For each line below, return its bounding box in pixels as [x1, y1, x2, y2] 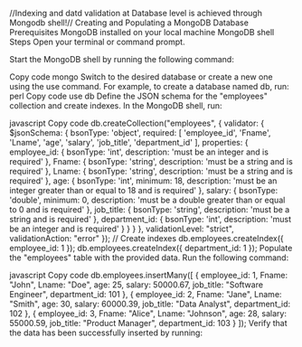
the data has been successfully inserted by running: [9, 327, 203, 338]
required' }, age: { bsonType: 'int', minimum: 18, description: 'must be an [9, 175, 278, 186]
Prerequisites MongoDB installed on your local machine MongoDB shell [9, 27, 275, 37]
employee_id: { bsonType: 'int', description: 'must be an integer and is [9, 146, 269, 157]
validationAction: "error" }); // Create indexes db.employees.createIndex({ [9, 233, 285, 243]
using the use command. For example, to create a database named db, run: [9, 81, 289, 91]
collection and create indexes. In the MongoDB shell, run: [9, 100, 223, 111]
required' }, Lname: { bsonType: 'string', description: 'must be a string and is [9, 166, 294, 176]
